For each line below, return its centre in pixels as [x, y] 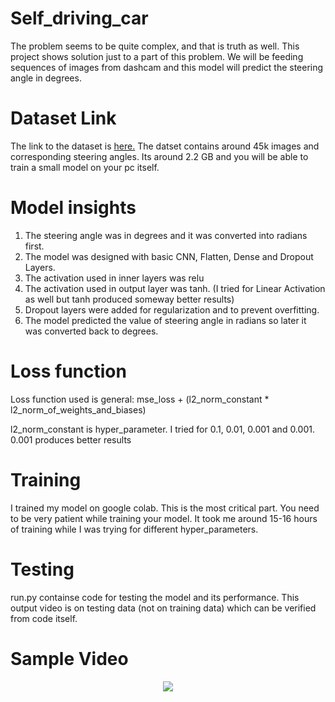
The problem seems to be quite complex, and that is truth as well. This [155, 46]
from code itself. [44, 618]
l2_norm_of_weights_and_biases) [78, 409]
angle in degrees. [46, 78]
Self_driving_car [79, 18]
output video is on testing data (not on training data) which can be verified [163, 608]
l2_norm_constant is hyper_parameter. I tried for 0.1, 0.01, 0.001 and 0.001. [162, 429]
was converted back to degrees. [91, 331]
